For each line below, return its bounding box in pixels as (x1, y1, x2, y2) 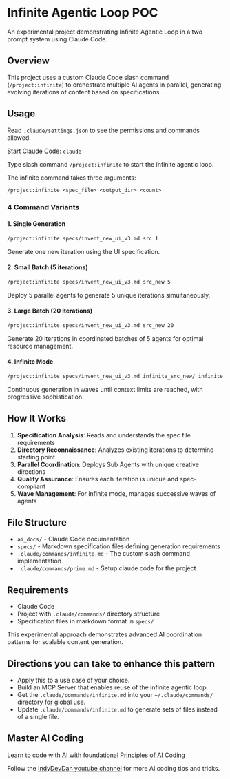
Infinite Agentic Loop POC (7, 5, 158, 21)
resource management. (7, 342, 74, 350)
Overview (7, 55, 50, 67)
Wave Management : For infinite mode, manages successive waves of (17, 489, 216, 497)
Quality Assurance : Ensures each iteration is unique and (17, 475, 179, 483)
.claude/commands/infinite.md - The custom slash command (17, 550, 191, 558)
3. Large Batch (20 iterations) (7, 307, 93, 315)
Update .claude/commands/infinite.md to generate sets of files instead (17, 705, 218, 714)
